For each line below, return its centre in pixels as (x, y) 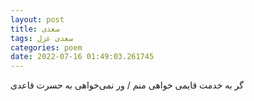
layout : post (37, 19)
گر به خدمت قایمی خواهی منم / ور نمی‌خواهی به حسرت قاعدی (127, 85)
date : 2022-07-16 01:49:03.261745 (82, 57)
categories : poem (46, 47)
